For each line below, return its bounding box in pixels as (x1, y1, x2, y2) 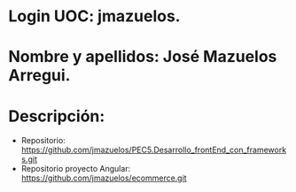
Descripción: (8, 106, 105, 126)
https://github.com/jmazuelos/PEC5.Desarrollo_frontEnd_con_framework (20, 144, 287, 156)
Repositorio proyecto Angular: (20, 164, 131, 174)
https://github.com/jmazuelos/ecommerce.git (20, 173, 187, 183)
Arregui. (8, 65, 71, 86)
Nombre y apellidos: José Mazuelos (8, 47, 277, 67)
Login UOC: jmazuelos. (8, 6, 181, 27)
